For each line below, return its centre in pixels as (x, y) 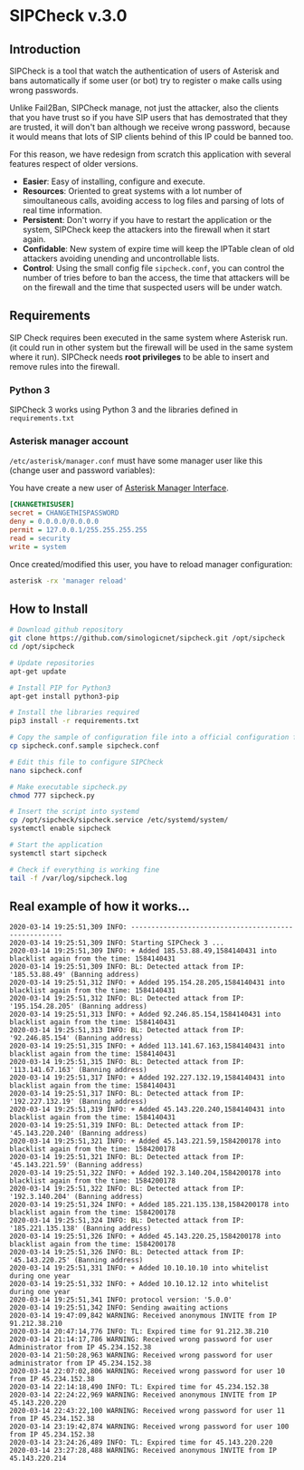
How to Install (49, 609)
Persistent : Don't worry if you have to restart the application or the (147, 220)
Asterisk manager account (69, 441)
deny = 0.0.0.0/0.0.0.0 (54, 522)
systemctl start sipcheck (58, 853)
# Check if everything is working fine (85, 870)
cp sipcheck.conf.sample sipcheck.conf (85, 746)
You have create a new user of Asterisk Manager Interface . (119, 488)
